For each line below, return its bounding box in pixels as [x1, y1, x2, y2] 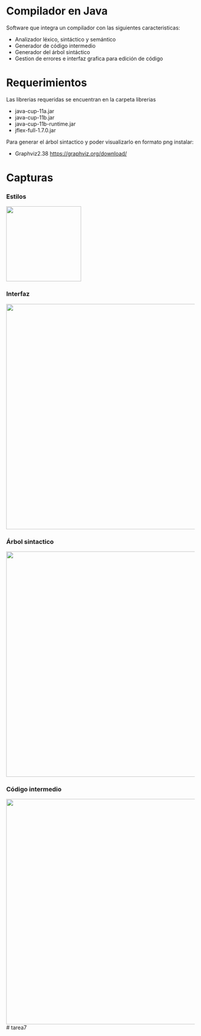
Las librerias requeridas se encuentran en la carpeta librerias [6, 96, 156, 103]
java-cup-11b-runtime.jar [14, 120, 76, 127]
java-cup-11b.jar [14, 114, 55, 121]
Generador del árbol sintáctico [14, 48, 90, 55]
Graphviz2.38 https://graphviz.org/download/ [14, 150, 127, 157]
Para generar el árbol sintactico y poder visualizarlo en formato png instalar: [6, 138, 194, 145]
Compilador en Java [6, 4, 108, 18]
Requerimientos [6, 76, 87, 90]
